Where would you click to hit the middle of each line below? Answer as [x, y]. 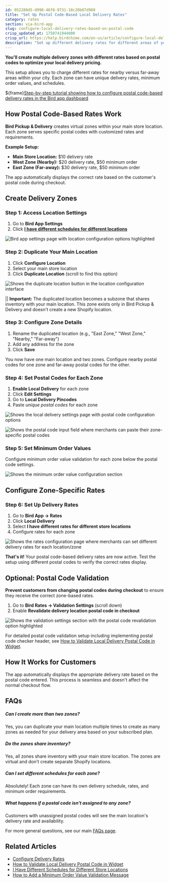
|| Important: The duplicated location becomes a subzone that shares [77, 299]
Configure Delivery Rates [38, 859]
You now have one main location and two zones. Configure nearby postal [81, 359]
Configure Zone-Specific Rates [55, 490]
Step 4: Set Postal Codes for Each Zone [54, 378]
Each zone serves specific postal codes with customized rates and [74, 131]
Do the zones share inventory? [38, 744]
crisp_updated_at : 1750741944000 [40, 33]
